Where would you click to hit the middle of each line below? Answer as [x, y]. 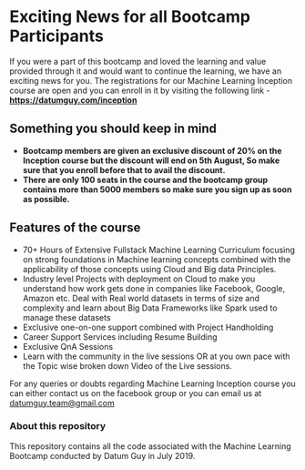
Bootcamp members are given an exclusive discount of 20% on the [152, 150]
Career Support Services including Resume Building [120, 337]
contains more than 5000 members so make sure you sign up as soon [157, 189]
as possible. [46, 199]
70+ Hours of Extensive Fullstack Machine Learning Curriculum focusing [159, 250]
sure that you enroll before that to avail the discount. [124, 169]
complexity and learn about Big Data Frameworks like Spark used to [150, 308]
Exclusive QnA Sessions [68, 346]
